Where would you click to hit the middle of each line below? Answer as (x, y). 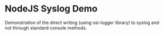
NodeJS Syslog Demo (51, 9)
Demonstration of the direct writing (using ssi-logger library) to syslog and (82, 22)
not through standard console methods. (46, 27)
